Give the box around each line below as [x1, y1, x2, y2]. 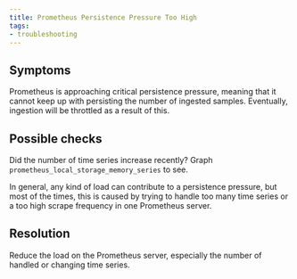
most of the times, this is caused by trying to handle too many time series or [9, 191, 288, 201]
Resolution [9, 226, 70, 242]
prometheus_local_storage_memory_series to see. [9, 164, 189, 175]
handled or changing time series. [9, 259, 131, 270]
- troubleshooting [9, 29, 78, 38]
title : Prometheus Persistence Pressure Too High [9, 12, 198, 22]
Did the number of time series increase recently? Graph [9, 155, 213, 165]
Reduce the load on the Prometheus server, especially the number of [9, 250, 262, 260]
